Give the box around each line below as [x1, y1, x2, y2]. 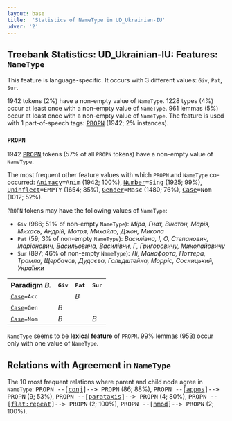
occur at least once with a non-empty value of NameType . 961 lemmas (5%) [7, 105, 219, 113]
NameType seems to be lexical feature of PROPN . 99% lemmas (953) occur [7, 332, 214, 340]
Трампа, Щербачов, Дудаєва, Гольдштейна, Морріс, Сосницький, [17, 257, 214, 265]
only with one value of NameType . [7, 339, 99, 348]
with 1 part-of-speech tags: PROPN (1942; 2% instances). [7, 119, 169, 127]
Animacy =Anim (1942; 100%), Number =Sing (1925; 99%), [36, 178, 202, 187]
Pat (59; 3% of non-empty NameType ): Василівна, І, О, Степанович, [17, 235, 209, 243]
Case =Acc [10, 292, 38, 300]
